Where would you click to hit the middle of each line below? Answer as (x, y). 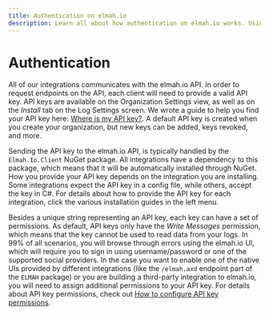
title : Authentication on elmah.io (68, 16)
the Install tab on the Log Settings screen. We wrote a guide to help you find (134, 110)
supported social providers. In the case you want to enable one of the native (134, 260)
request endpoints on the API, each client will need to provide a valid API (128, 94)
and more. (25, 136)
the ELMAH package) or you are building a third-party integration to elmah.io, (132, 277)
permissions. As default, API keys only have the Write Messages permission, (134, 226)
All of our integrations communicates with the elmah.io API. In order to (124, 85)
